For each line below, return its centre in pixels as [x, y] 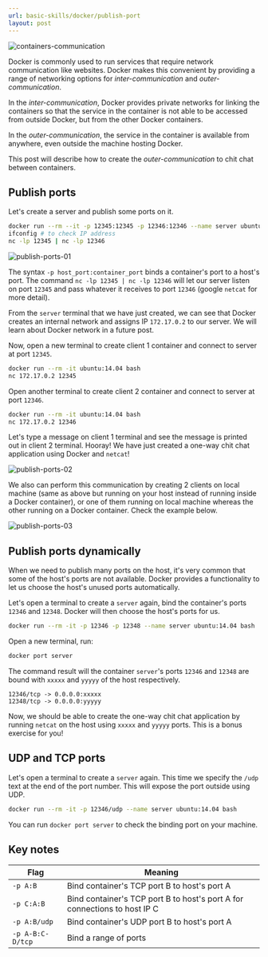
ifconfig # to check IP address [62, 234]
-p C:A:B [29, 903]
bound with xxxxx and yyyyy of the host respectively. [95, 680]
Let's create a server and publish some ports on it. [91, 212]
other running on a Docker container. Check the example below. [113, 510]
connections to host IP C [113, 908]
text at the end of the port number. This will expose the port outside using [129, 786]
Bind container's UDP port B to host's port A [149, 922]
